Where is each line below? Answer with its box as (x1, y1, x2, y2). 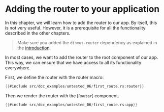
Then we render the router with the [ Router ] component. (5, 92, 119, 99)
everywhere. (5, 65, 31, 71)
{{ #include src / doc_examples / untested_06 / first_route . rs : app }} (5, 102, 138, 107)
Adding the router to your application (5, 3, 160, 15)
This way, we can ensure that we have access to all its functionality (5, 59, 142, 65)
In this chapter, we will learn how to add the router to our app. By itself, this (5, 20, 157, 26)
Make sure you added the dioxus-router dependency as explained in (17, 39, 158, 45)
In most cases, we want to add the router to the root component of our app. (5, 54, 159, 60)
